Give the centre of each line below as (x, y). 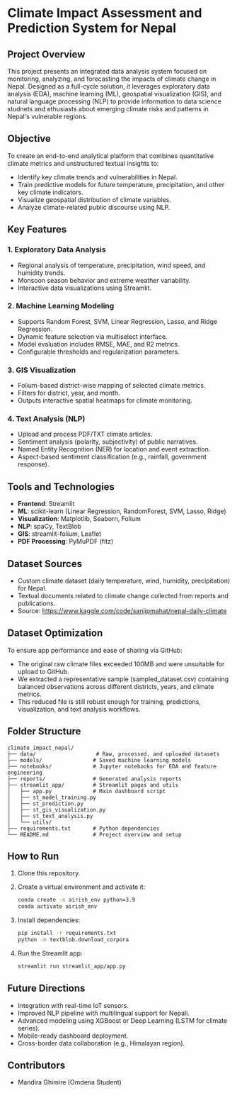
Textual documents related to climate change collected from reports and (123, 596)
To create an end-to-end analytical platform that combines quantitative (111, 156)
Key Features (37, 229)
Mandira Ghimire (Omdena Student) (69, 1082)
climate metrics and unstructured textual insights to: (83, 163)
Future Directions (46, 988)
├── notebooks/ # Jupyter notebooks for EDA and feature (112, 766)
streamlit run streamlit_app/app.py (71, 966)
